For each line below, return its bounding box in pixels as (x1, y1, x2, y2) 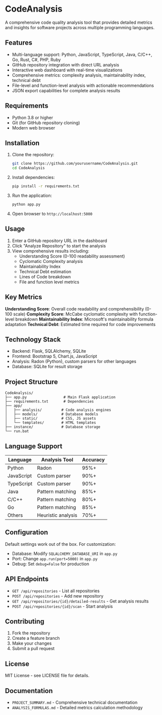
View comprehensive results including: (12, 248, 89, 254)
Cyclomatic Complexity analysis (19, 258, 83, 264)
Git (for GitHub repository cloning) (12, 120, 80, 126)
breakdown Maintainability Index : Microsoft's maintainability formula (15, 316, 154, 322)
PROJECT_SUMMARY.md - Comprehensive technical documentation (12, 699, 138, 705)
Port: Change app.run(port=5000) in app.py (12, 555, 98, 561)
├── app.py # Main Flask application (5, 395, 116, 400)
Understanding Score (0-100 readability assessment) (19, 253, 125, 259)
